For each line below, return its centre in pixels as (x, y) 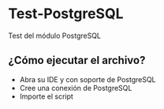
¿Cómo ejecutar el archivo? (77, 60)
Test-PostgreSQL (66, 14)
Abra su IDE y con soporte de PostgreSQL (88, 79)
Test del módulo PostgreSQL (54, 36)
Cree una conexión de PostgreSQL (76, 88)
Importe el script (46, 96)
